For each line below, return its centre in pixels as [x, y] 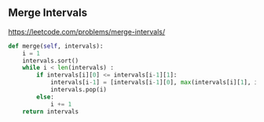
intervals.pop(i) [79, 90]
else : [46, 97]
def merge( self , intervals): [56, 46]
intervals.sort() [51, 61]
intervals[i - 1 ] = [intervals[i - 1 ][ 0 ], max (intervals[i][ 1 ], [150, 83]
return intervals [51, 111]
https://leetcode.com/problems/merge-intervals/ [87, 31]
